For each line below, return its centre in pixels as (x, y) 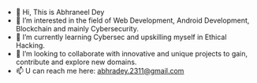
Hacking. (30, 45)
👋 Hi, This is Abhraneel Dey (60, 12)
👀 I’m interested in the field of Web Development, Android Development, (132, 20)
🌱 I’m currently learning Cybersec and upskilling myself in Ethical (121, 37)
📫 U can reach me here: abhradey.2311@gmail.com (100, 71)
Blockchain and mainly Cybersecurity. (77, 29)
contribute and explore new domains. (76, 62)
